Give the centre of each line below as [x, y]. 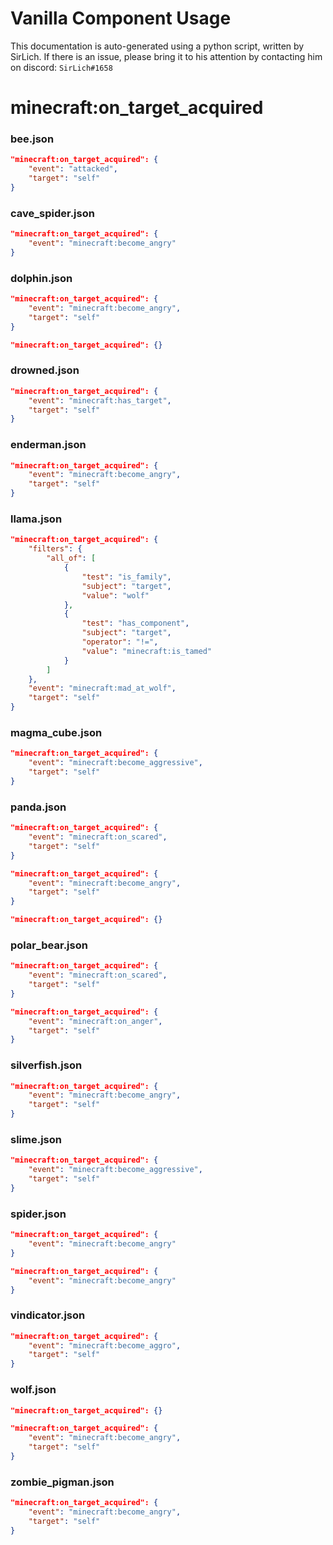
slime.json [36, 1140]
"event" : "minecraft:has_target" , [100, 400]
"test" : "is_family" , [126, 577]
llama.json [36, 519]
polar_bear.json [49, 945]
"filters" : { [55, 549]
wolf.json [33, 1390]
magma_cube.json [56, 732]
